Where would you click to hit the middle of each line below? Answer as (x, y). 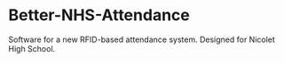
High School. (32, 48)
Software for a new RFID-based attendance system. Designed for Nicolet (142, 39)
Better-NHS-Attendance (99, 15)
